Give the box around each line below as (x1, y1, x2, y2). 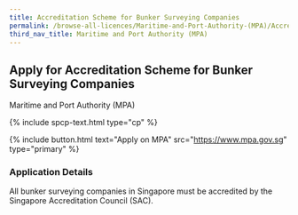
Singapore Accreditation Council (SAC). (9, 195, 153, 206)
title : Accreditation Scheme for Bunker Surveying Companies (9, 12, 240, 22)
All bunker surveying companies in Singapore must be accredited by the (9, 186, 273, 196)
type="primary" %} (9, 144, 80, 155)
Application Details (9, 166, 93, 179)
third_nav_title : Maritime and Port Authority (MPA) (9, 29, 208, 38)
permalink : (9, 21, 50, 30)
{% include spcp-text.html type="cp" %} (9, 117, 158, 128)
